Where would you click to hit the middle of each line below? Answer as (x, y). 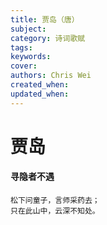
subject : (28, 29)
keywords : (31, 57)
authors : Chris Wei (51, 76)
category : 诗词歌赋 (48, 38)
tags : (21, 47)
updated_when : (40, 94)
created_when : (40, 85)
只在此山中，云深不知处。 (55, 211)
